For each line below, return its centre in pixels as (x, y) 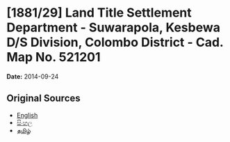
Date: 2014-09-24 (33, 76)
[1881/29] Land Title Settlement (99, 13)
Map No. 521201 (54, 57)
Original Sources (43, 98)
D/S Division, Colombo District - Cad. (115, 42)
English (27, 115)
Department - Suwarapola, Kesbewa (113, 27)
